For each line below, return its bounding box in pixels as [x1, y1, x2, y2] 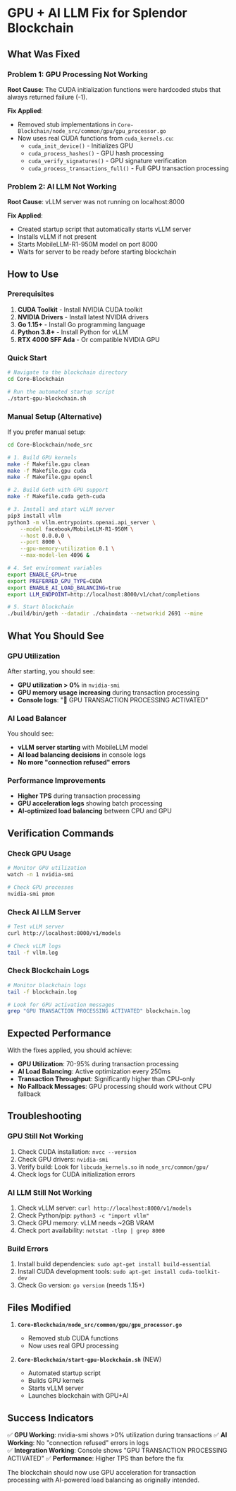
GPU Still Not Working [7, 1131, 84, 1141]
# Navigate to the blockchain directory [7, 369, 128, 376]
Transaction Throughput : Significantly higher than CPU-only [17, 1075, 195, 1083]
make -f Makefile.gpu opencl [7, 473, 93, 481]
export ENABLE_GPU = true [7, 571, 77, 578]
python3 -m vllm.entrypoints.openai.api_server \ [7, 519, 156, 526]
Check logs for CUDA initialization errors [17, 1169, 135, 1178]
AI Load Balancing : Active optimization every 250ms [17, 1067, 171, 1075]
